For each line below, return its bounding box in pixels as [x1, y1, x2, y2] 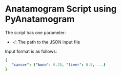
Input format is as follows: [5, 48, 57, 54]
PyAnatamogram [5, 14, 75, 25]
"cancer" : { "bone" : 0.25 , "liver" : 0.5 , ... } [11, 62, 106, 67]
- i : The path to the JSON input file [12, 39, 81, 45]
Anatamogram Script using [5, 3, 117, 15]
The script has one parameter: [5, 30, 66, 35]
